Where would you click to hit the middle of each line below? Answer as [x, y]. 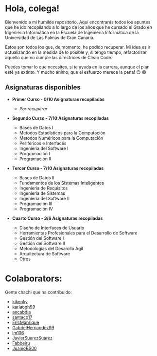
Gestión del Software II [42, 243]
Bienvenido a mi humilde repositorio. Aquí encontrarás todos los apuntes [78, 22]
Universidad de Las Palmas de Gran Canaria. [50, 38]
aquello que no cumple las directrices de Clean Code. [59, 57]
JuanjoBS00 [24, 348]
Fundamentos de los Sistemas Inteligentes [62, 183]
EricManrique [26, 322]
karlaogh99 [24, 307]
